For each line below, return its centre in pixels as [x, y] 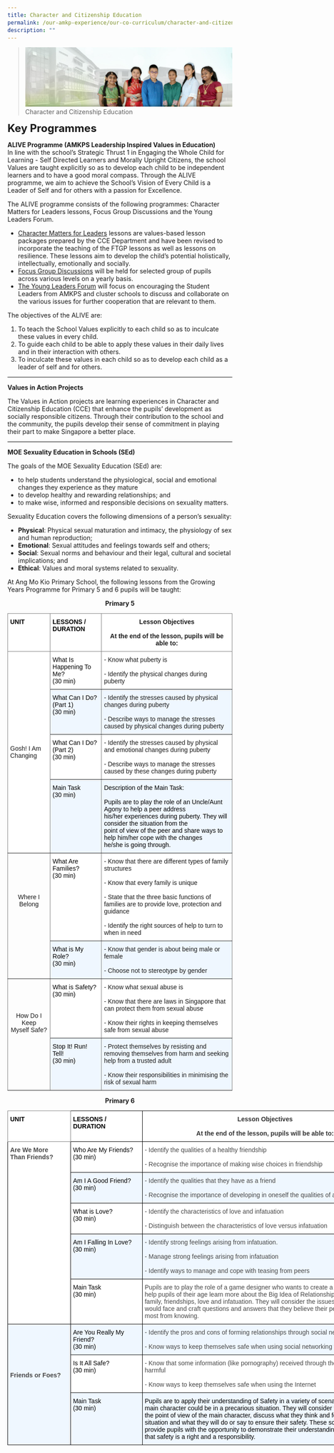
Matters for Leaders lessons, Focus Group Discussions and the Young [110, 211]
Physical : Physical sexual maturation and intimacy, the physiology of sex [125, 530]
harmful [155, 1370]
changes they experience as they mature [78, 487]
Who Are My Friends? [103, 1150]
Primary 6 [120, 1100]
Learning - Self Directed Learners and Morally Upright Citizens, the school [117, 160]
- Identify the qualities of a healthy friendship [206, 1150]
